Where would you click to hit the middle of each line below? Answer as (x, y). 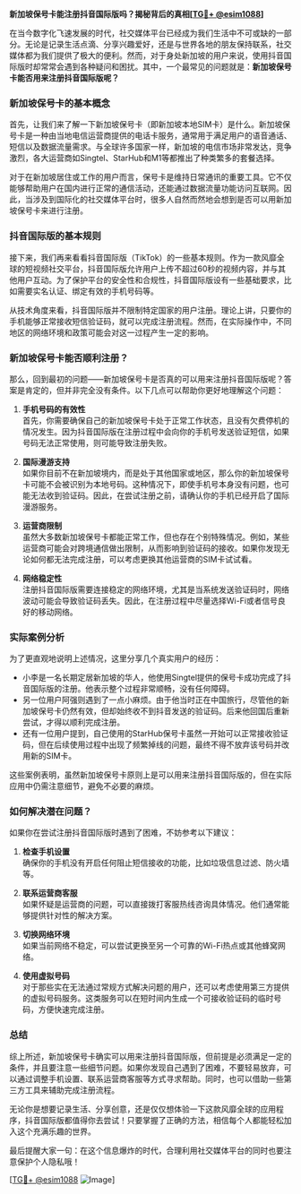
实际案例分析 (37, 637)
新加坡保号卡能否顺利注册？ (69, 357)
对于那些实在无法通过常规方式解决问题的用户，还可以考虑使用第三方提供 (155, 987)
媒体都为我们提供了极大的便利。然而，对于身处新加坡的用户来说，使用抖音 (146, 56)
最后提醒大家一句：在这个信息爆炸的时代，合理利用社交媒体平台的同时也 (142, 1150)
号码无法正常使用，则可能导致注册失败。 (97, 442)
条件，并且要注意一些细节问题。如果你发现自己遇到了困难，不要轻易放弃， (146, 1067)
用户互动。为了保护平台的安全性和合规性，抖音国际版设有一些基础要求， (150, 279)
